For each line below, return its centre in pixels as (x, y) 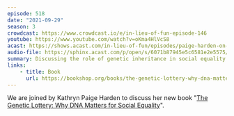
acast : (17, 46)
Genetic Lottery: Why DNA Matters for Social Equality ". (86, 106)
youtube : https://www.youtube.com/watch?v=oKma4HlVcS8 (88, 40)
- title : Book (40, 72)
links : (17, 65)
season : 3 (22, 26)
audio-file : (24, 53)
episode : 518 (26, 14)
